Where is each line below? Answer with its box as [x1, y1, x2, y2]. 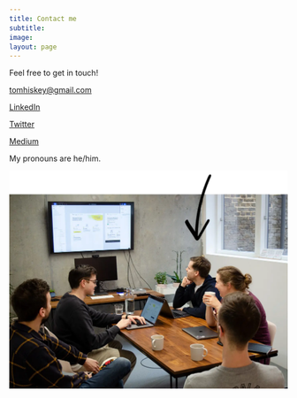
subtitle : [9, 23, 46, 33]
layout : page [9, 42, 57, 51]
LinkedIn [9, 102, 41, 112]
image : [9, 33, 34, 42]
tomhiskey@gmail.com [9, 85, 92, 96]
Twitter [9, 119, 35, 130]
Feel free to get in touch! [9, 67, 99, 79]
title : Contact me [9, 14, 77, 23]
